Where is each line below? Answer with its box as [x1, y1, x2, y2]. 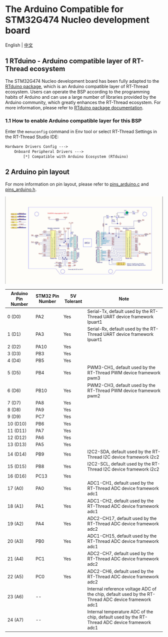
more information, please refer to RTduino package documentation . [5, 104, 144, 111]
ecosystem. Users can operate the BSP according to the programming [5, 89, 150, 95]
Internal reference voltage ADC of [87, 585, 156, 592]
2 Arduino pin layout [5, 168, 70, 176]
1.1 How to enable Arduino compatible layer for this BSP [5, 117, 142, 124]
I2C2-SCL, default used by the [87, 461, 151, 467]
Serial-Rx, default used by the [87, 326, 149, 332]
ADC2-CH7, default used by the [87, 550, 154, 557]
